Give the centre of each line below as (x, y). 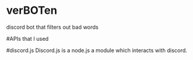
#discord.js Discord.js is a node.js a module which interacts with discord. (97, 50)
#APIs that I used (27, 38)
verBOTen (32, 10)
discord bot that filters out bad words (52, 27)
